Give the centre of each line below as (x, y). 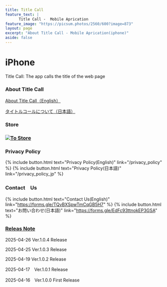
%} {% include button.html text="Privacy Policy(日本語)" (63, 168)
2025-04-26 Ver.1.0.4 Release (36, 239)
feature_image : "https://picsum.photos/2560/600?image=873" (69, 24)
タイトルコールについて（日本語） (40, 111)
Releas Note (20, 229)
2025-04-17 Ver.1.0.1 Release (37, 269)
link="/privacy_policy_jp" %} (34, 174)
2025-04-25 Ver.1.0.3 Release (36, 249)
